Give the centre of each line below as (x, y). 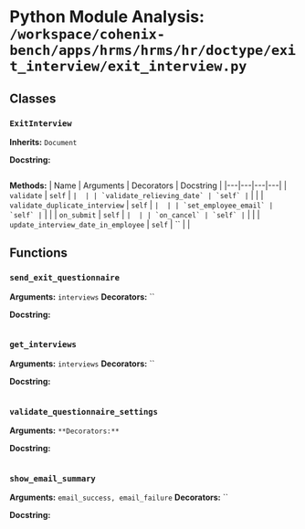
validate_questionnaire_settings (84, 412)
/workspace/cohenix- (88, 34)
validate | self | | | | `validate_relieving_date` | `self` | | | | (137, 195)
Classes (33, 98)
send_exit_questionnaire (65, 278)
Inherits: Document (43, 142)
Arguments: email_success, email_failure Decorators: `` (119, 497)
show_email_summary (53, 479)
